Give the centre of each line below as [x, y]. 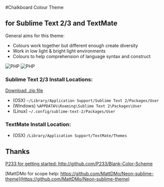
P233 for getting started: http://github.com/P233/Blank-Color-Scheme [79, 164]
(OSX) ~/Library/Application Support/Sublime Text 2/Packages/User [86, 100]
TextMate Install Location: [38, 124]
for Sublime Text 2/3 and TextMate [61, 23]
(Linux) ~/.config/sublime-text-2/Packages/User [64, 111]
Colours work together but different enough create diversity [75, 45]
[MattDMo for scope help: [32, 174]
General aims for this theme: [35, 36]
